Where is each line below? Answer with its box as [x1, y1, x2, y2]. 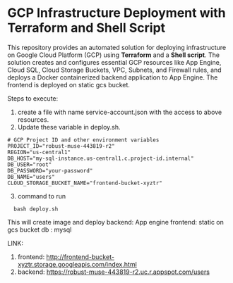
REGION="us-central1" [7, 149, 71, 156]
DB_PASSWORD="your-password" [7, 167, 93, 174]
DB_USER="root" [7, 161, 52, 168]
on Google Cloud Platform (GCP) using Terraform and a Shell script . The [7, 51, 220, 59]
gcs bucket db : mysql [7, 225, 72, 234]
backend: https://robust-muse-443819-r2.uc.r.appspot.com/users [17, 268, 210, 276]
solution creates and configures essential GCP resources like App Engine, [7, 58, 222, 66]
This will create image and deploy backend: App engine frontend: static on [7, 218, 225, 226]
